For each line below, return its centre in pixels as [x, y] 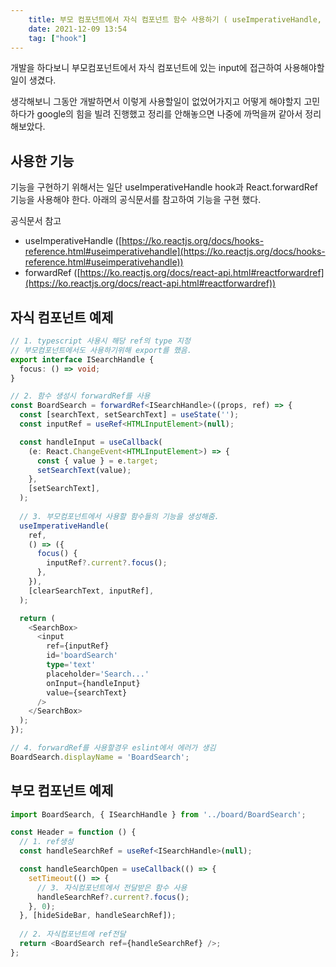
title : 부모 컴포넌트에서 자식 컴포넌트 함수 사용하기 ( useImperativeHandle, [175, 19]
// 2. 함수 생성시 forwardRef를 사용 [80, 396]
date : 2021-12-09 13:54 [78, 29]
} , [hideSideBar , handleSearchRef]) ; [98, 916]
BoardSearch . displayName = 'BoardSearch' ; [100, 757]
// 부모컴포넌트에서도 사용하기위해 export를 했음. [101, 350]
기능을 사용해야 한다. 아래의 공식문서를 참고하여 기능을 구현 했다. [136, 200]
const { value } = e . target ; [97, 461]
